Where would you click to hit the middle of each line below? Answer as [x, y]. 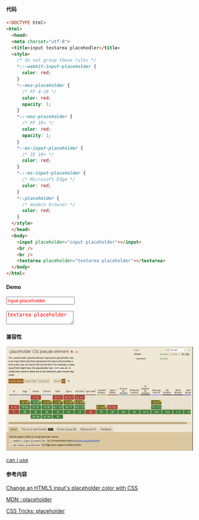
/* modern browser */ [49, 204]
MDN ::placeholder [29, 499]
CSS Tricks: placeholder [36, 510]
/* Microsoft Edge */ [49, 179]
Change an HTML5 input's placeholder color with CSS [72, 488]
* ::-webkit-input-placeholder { [57, 67]
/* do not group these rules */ [57, 60]
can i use [17, 460]
